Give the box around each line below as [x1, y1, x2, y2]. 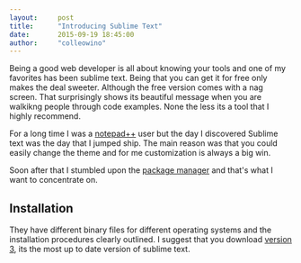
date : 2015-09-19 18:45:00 [9, 30, 135, 39]
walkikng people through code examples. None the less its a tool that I [9, 101, 270, 113]
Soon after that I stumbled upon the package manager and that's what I [9, 165, 274, 176]
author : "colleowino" [9, 38, 106, 48]
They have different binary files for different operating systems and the [9, 224, 272, 235]
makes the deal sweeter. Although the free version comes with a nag [9, 82, 263, 93]
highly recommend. [9, 111, 81, 122]
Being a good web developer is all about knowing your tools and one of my [9, 63, 286, 74]
